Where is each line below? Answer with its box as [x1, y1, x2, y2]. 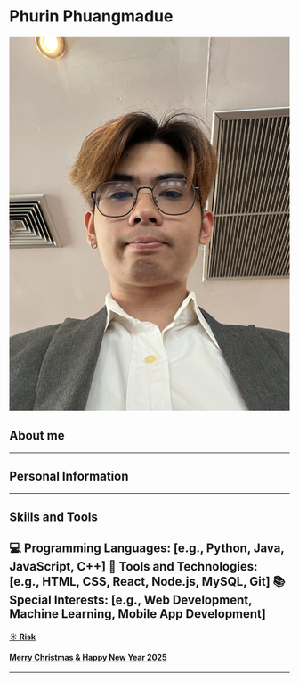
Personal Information [9, 469, 129, 484]
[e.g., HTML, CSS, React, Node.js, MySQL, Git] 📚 [9, 574, 286, 589]
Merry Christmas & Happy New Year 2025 [9, 652, 167, 662]
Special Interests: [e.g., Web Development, [9, 593, 253, 608]
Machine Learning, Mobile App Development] [9, 606, 267, 621]
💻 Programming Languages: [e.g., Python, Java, [9, 541, 285, 556]
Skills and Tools [9, 509, 98, 524]
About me [9, 428, 65, 443]
